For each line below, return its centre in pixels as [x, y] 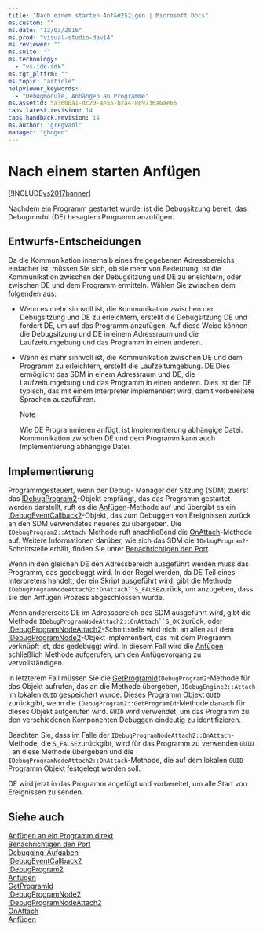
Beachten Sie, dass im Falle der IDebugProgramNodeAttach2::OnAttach [120, 735]
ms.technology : [33, 60]
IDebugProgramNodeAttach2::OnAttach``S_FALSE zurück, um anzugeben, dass [131, 589]
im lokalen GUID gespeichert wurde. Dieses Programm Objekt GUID [115, 695]
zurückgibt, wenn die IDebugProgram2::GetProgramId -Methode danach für [127, 703]
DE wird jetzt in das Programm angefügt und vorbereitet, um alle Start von [128, 784]
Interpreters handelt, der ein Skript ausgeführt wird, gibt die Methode [120, 581]
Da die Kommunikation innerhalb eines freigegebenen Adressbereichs [121, 260]
